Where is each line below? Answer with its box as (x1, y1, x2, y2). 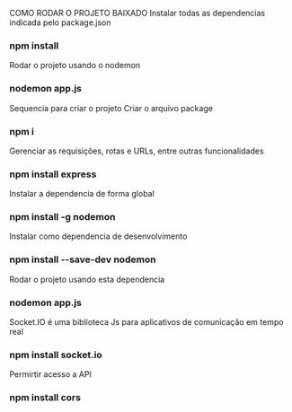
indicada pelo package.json (9, 17, 111, 28)
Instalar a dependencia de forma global (9, 188, 155, 199)
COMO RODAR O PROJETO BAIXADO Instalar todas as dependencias (9, 8, 266, 18)
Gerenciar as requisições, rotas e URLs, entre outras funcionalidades (9, 145, 264, 156)
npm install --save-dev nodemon (9, 253, 156, 266)
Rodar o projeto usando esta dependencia (9, 274, 165, 285)
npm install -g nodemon (9, 211, 116, 224)
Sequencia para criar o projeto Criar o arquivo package (9, 102, 214, 113)
